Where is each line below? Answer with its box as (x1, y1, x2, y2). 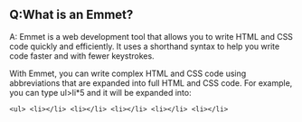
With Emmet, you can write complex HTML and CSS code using (9, 68, 247, 79)
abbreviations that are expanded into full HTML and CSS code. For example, (9, 77, 293, 89)
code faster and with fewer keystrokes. (9, 50, 156, 61)
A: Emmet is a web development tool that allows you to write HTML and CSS (9, 31, 294, 42)
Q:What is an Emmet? (9, 7, 134, 23)
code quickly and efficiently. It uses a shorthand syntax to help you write (9, 41, 280, 52)
